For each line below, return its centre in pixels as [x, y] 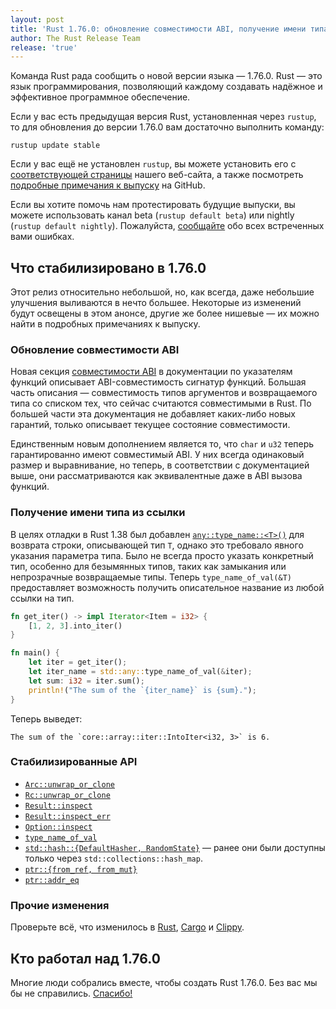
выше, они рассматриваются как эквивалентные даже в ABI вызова [156, 476]
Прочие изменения [60, 905]
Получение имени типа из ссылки [98, 513]
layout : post [37, 19]
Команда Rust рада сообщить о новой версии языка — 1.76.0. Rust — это [166, 76]
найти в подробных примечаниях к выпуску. [105, 324]
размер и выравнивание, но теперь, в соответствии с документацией [160, 465]
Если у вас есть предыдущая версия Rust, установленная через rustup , [163, 117]
